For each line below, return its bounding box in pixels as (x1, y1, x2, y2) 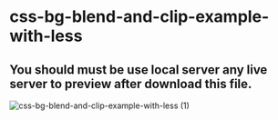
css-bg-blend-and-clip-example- (9, 6, 270, 27)
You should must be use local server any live (9, 62, 268, 77)
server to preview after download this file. (9, 75, 252, 92)
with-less (9, 25, 83, 46)
